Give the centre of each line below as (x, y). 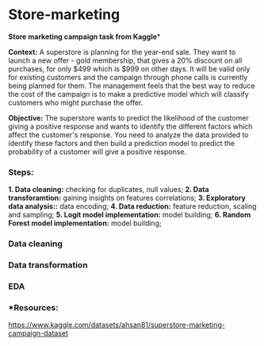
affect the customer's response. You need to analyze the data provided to (128, 135)
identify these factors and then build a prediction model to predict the (122, 143)
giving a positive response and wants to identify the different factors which (130, 126)
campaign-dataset (38, 333)
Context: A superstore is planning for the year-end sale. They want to (122, 52)
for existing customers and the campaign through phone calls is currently (128, 77)
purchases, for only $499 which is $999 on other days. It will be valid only (129, 68)
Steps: (21, 172)
